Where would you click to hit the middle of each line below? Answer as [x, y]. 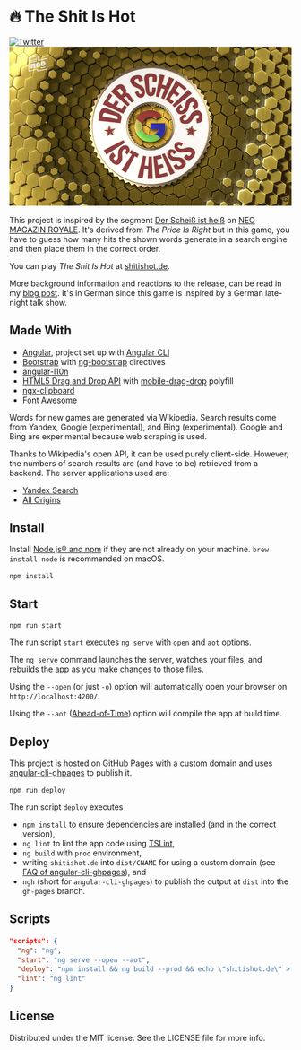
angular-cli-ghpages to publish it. [71, 772]
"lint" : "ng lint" [52, 979]
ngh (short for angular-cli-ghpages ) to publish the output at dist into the [155, 881]
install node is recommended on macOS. [87, 559]
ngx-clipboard [48, 390]
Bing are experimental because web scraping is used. [108, 436]
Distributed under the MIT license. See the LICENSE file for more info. [138, 1037]
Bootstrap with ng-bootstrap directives [94, 361]
